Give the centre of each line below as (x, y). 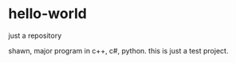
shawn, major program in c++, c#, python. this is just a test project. (118, 50)
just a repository (35, 35)
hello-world (48, 14)
